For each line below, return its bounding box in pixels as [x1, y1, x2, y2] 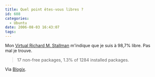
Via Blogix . [5, 66, 27, 72]
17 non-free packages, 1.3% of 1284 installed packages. [17, 57, 129, 63]
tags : [5, 29, 16, 34]
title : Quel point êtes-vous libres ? [5, 7, 84, 12]
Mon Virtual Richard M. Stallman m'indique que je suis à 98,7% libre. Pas [5, 43, 151, 48]
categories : [5, 16, 29, 21]
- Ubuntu [9, 20, 27, 26]
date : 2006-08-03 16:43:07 [5, 25, 60, 30]
